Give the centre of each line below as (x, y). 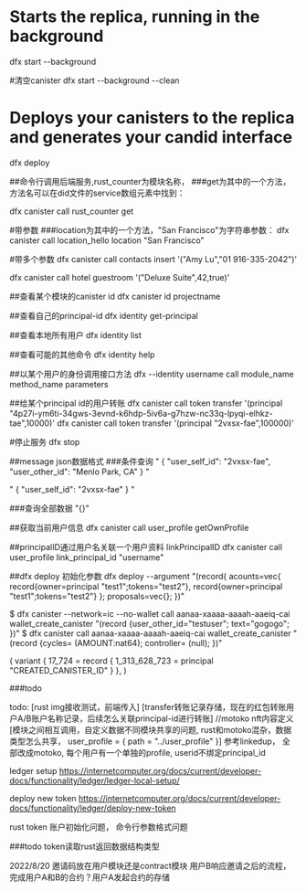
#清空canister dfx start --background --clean (95, 80)
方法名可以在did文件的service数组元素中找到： (97, 193)
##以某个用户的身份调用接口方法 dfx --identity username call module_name (152, 374)
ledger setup (33, 770)
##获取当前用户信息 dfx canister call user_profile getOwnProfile (129, 527)
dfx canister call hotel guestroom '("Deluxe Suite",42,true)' (120, 277)
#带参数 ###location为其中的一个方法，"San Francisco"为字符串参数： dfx (149, 229)
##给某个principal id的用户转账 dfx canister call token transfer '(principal (146, 403)
